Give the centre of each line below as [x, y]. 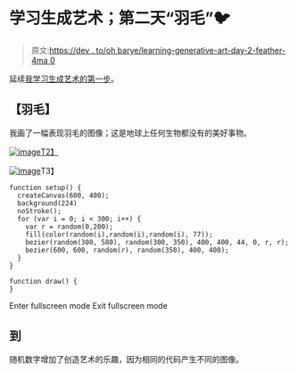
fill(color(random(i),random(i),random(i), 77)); [120, 234]
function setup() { [45, 187]
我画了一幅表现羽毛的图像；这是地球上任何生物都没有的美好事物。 [130, 133]
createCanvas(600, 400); [63, 195]
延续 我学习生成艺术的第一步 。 [64, 79]
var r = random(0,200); [70, 227]
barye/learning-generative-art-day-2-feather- [202, 50]
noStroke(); [40, 211]
